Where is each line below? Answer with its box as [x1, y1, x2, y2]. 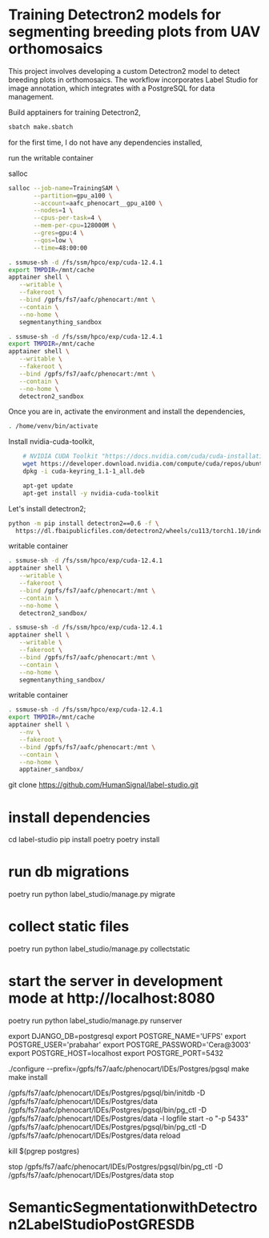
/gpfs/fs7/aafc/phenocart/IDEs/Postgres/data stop [8, 1171, 175, 1180]
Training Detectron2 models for [8, 6, 222, 24]
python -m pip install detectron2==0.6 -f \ [8, 519, 159, 527]
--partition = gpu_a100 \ [33, 191, 113, 200]
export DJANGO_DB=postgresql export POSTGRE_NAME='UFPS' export [8, 1032, 247, 1041]
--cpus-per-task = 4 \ [33, 214, 102, 222]
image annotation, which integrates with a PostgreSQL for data [8, 83, 215, 93]
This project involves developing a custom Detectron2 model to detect [8, 66, 240, 75]
